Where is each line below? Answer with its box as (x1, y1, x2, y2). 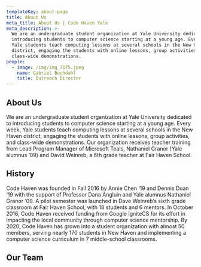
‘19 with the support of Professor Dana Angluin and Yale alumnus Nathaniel (6, 191, 191, 198)
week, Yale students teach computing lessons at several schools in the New (6, 126, 193, 133)
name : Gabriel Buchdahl (17, 70, 77, 76)
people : (6, 59, 26, 65)
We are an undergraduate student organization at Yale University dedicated (6, 113, 192, 120)
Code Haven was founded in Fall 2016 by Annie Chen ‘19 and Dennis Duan (6, 185, 190, 192)
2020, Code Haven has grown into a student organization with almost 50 (6, 222, 185, 230)
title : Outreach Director (17, 75, 82, 81)
